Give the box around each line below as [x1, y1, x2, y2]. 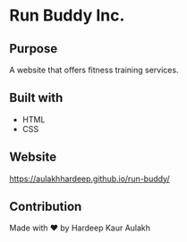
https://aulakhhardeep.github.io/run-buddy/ [9, 173, 170, 184]
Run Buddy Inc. [9, 5, 125, 26]
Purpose [9, 41, 58, 56]
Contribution [9, 199, 82, 214]
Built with [9, 90, 64, 105]
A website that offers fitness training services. [9, 64, 179, 75]
